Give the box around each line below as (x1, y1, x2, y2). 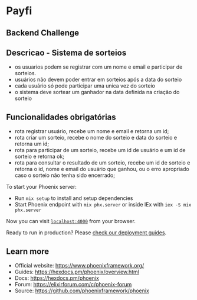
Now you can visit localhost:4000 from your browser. (6, 218, 136, 225)
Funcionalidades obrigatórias (6, 112, 116, 122)
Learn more (6, 246, 50, 256)
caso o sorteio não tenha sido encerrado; (14, 172, 115, 179)
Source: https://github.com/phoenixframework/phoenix (14, 287, 149, 294)
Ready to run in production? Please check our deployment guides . (6, 229, 167, 236)
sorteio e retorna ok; (14, 153, 65, 160)
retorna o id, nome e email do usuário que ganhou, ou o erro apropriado (14, 166, 190, 173)
